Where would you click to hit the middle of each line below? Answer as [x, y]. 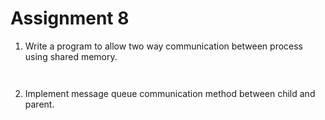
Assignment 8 [70, 18]
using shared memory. [71, 56]
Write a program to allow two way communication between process [164, 46]
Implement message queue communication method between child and [170, 93]
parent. [39, 104]
